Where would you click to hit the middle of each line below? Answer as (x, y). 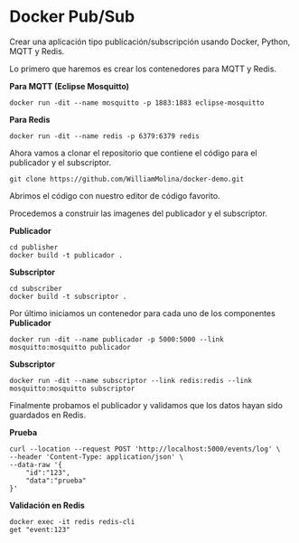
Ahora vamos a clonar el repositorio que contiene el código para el (133, 153)
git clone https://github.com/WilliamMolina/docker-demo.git (127, 179)
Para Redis (30, 119)
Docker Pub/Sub (72, 17)
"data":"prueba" (56, 481)
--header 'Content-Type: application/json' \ (96, 457)
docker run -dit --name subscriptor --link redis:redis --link (131, 380)
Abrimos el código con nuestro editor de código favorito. (115, 195)
